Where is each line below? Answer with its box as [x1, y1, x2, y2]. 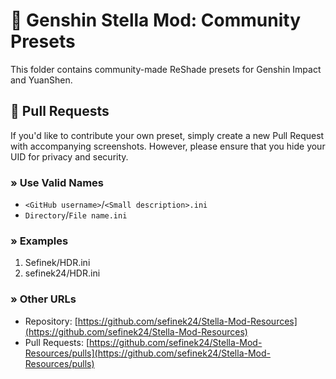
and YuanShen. [10, 74, 73, 86]
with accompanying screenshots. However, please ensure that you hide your [10, 140, 326, 152]
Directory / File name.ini [24, 209, 128, 221]
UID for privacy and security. [10, 150, 129, 163]
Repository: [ [24, 315, 78, 327]
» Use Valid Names [10, 175, 105, 189]
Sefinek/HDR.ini [24, 257, 91, 269]
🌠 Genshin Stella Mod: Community [10, 9, 302, 32]
